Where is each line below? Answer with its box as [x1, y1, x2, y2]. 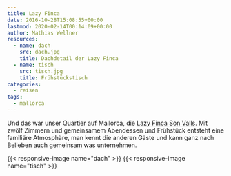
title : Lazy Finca [7, 10, 60, 17]
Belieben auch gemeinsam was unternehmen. [7, 141, 137, 149]
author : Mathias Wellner [7, 29, 79, 37]
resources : [7, 36, 39, 43]
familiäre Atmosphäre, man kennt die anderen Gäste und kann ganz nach [7, 133, 214, 141]
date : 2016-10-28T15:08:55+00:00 [7, 17, 103, 23]
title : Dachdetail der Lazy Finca [19, 55, 119, 62]
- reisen [13, 87, 39, 94]
